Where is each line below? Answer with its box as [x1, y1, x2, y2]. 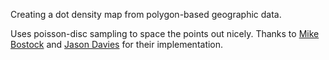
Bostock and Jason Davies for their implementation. [10, 39, 224, 50]
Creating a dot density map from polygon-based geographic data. [10, 9, 282, 20]
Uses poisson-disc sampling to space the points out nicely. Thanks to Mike [10, 28, 320, 39]
